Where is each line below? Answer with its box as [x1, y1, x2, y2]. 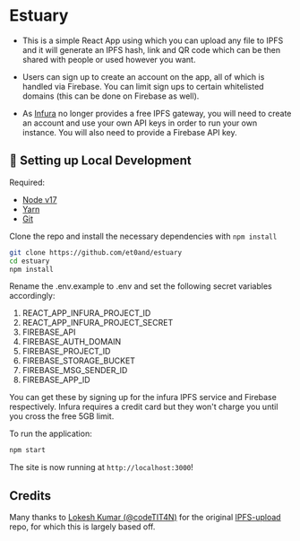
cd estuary [9, 257, 50, 266]
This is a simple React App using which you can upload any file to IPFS [21, 35, 284, 46]
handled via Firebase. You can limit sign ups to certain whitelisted [21, 81, 264, 92]
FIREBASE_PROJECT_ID [21, 346, 111, 357]
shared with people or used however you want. [21, 54, 196, 65]
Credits [9, 488, 52, 503]
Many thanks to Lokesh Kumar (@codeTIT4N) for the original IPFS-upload [9, 512, 281, 523]
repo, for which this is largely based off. [9, 521, 156, 532]
